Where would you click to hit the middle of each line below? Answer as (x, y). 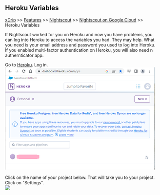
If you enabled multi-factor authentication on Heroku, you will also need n (79, 50)
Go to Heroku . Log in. (27, 65)
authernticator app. (24, 55)
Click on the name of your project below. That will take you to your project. (80, 177)
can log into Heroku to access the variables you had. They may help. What (80, 40)
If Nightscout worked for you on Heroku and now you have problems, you (79, 34)
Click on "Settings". (25, 182)
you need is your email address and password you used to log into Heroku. (80, 45)
